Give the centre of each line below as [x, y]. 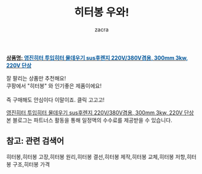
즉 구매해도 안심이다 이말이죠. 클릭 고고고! [55, 100]
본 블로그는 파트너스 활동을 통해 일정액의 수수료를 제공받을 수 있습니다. [89, 120]
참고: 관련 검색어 [35, 141]
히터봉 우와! [102, 12]
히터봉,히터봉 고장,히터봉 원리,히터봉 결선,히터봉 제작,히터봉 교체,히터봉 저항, [96, 156]
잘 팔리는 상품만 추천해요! [36, 78]
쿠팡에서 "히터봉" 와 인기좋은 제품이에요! [54, 86]
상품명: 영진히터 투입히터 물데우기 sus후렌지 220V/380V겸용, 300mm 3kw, [97, 57]
